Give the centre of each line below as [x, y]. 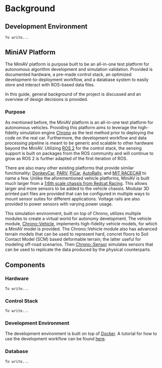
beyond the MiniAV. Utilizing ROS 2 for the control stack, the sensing [73, 148]
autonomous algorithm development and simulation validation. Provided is [79, 69]
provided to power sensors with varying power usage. [59, 204]
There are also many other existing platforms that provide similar [70, 168]
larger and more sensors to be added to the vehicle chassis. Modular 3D [77, 189]
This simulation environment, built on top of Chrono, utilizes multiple [73, 214]
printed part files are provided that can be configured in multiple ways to [77, 194]
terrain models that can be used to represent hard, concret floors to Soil [77, 234]
